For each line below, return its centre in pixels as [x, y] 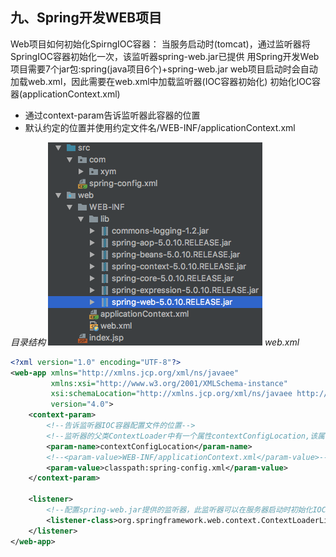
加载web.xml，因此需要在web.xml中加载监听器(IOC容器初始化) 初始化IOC [161, 81]
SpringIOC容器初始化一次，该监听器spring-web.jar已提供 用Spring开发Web [165, 56]
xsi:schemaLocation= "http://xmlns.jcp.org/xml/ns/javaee [171, 394]
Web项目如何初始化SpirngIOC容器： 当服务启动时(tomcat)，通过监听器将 [160, 44]
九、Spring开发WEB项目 [86, 18]
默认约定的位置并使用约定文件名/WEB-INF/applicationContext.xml [160, 127]
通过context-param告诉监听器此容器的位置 [112, 115]
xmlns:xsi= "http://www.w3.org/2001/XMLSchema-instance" [169, 383]
